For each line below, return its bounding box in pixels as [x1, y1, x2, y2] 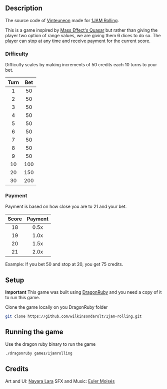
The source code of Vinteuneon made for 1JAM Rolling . [5, 17, 119, 23]
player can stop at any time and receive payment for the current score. [5, 38, 151, 44]
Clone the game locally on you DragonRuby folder [5, 304, 108, 310]
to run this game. [5, 295, 40, 301]
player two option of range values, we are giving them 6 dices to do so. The [5, 32, 161, 38]
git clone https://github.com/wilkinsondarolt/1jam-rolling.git [5, 314, 142, 319]
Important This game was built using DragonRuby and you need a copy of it [5, 289, 162, 295]
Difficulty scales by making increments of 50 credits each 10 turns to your [5, 62, 157, 68]
